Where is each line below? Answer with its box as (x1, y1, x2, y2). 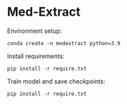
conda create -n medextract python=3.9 (7, 40, 121, 47)
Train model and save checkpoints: (7, 77, 106, 86)
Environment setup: (7, 27, 62, 35)
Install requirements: (7, 52, 65, 60)
